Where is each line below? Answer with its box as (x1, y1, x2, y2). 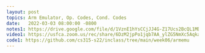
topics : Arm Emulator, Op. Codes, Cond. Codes (6, 15, 127, 21)
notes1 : (6, 26, 26, 32)
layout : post (6, 9, 40, 15)
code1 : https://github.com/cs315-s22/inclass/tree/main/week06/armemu (6, 37, 190, 43)
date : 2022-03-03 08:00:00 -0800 (6, 20, 97, 26)
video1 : (6, 32, 26, 38)
